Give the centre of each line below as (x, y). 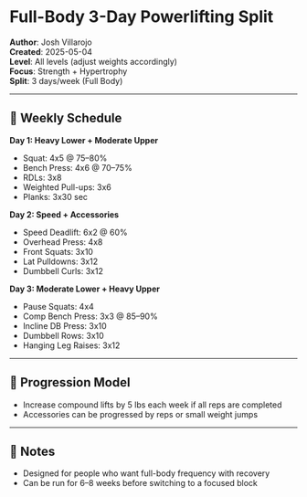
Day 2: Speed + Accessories (64, 214)
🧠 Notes (32, 451)
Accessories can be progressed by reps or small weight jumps (140, 414)
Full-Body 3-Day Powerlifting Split (142, 17)
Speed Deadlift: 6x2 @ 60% (75, 232)
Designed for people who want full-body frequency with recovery (146, 473)
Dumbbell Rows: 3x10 (64, 335)
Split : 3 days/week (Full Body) (66, 80)
